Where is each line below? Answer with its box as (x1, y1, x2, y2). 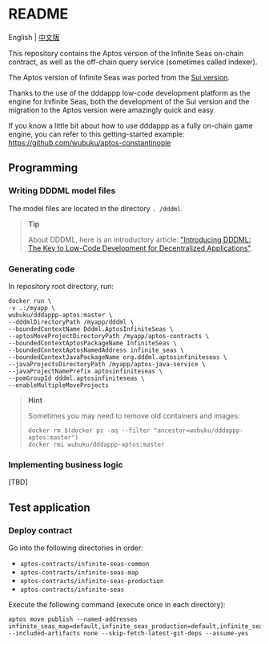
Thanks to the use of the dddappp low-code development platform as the (8, 88, 251, 97)
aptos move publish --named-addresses (8, 615, 138, 623)
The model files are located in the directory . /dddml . (8, 203, 183, 213)
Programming (8, 161, 78, 175)
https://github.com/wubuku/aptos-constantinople (8, 137, 171, 147)
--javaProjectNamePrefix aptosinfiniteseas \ (8, 367, 163, 375)
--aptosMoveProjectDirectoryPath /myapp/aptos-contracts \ (8, 332, 210, 340)
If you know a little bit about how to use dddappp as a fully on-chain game (8, 120, 254, 130)
